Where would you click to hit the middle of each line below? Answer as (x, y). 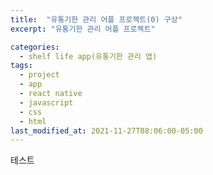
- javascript (46, 102)
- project (39, 75)
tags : (21, 66)
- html (33, 121)
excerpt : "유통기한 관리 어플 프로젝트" (83, 29)
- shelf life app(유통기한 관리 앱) (88, 56)
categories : (35, 47)
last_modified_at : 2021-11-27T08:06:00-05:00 (106, 131)
